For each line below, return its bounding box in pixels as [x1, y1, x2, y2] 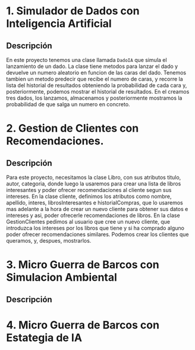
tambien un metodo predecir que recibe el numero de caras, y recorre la [6, 76, 183, 82]
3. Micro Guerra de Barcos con [6, 258, 159, 272]
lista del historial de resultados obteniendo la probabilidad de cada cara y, [6, 82, 187, 89]
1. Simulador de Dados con [6, 4, 140, 18]
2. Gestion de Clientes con [6, 122, 139, 135]
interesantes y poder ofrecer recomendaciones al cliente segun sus [6, 187, 172, 193]
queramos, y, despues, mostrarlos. [6, 237, 92, 244]
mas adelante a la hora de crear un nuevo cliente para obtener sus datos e [6, 206, 188, 212]
